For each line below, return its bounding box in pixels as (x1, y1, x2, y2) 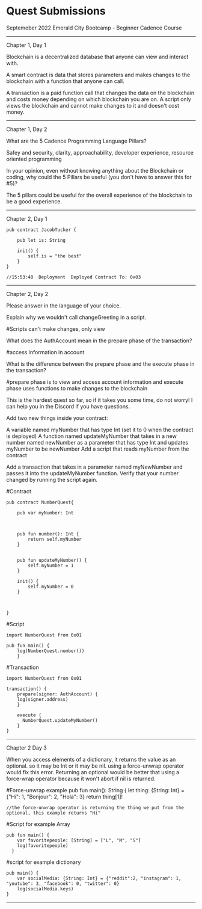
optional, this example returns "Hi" (6, 810, 101, 816)
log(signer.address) (17, 696, 69, 702)
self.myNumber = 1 (28, 562, 74, 569)
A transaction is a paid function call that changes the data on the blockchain (6, 89, 195, 96)
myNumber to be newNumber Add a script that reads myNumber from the (6, 445, 189, 452)
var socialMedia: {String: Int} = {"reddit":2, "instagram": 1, (17, 875, 182, 881)
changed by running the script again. (6, 476, 98, 483)
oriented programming (6, 155, 62, 162)
